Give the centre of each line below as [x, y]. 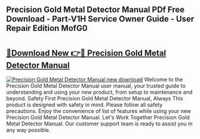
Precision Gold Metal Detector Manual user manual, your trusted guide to [96, 86]
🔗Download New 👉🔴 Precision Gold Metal [86, 53]
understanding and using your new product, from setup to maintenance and [99, 92]
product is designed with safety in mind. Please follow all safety [84, 105]
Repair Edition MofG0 [47, 28]
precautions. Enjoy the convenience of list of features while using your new [99, 111]
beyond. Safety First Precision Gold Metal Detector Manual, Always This [95, 98]
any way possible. [28, 130]
